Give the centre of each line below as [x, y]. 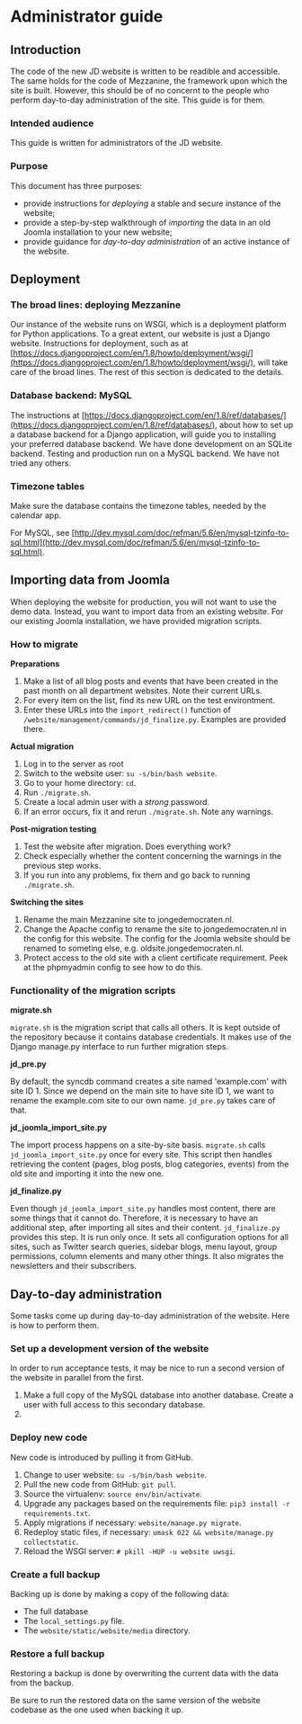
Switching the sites [47, 902]
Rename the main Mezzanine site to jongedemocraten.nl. [129, 919]
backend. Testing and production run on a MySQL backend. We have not [145, 453]
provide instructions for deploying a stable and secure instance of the [152, 203]
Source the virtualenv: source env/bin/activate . [113, 1494]
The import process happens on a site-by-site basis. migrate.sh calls [138, 1145]
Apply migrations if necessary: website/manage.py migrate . [132, 1523]
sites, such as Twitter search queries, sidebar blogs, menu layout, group [144, 1246]
